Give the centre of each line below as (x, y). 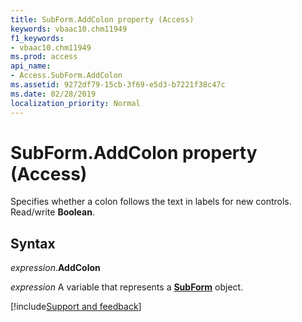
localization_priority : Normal (75, 103)
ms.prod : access (44, 57)
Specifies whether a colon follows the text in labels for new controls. (151, 202)
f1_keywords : (37, 38)
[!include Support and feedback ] (76, 307)
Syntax (33, 243)
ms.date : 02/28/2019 (53, 94)
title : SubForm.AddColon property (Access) (102, 19)
